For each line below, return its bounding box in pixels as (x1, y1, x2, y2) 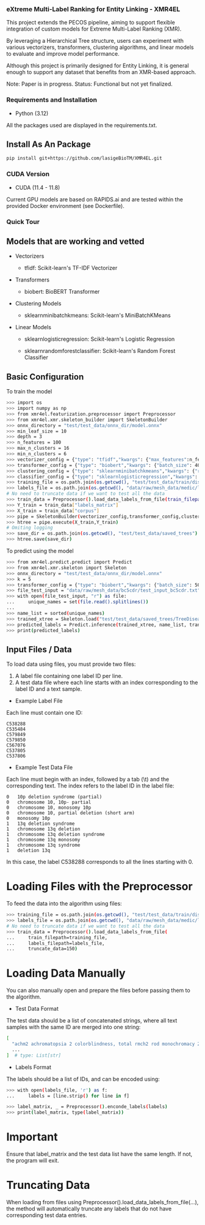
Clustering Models (15, 300, 62, 307)
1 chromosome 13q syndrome (6, 842, 81, 849)
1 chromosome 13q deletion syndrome (6, 832, 105, 838)
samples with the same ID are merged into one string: (6, 1024, 141, 1031)
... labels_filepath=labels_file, (6, 940, 105, 947)
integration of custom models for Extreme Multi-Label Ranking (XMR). (6, 25, 182, 32)
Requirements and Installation (6, 95, 98, 104)
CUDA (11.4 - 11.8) (15, 184, 60, 191)
